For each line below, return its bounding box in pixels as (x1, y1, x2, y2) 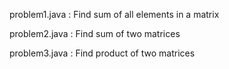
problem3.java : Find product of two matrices (9, 47, 196, 59)
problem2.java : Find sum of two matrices (9, 28, 181, 39)
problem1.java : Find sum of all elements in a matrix (9, 9, 220, 20)
